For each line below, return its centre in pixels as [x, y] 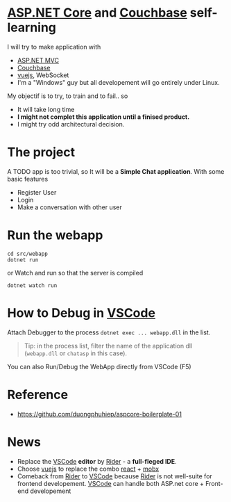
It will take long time [46, 109]
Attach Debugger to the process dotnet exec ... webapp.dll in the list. [109, 332]
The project [41, 153]
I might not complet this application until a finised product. [103, 117]
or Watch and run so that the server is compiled [75, 273]
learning [32, 27]
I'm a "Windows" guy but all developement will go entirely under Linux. [118, 82]
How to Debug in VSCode [82, 313]
